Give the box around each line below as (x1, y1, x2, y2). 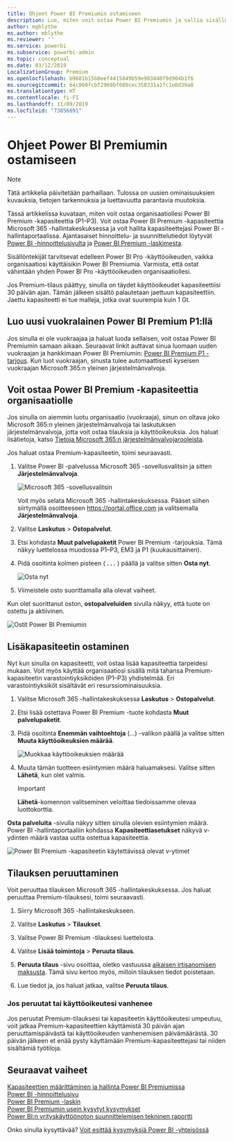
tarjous (7, 356, 28, 365)
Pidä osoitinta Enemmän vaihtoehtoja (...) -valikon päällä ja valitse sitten (17, 729, 225, 737)
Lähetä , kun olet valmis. (17, 771, 86, 779)
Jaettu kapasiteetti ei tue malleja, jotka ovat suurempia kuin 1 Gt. (7, 295, 191, 303)
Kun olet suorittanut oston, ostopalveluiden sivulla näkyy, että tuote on (7, 600, 210, 608)
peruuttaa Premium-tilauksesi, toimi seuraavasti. (7, 893, 146, 901)
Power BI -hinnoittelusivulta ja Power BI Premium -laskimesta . (7, 239, 184, 247)
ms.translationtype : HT (7, 88, 76, 95)
